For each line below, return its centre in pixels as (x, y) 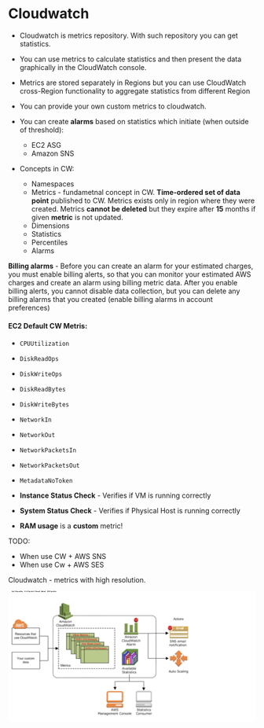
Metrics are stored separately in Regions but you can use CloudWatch (132, 83)
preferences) (29, 307)
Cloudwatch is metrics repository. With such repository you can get (128, 35)
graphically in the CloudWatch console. (83, 67)
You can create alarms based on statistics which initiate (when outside (134, 121)
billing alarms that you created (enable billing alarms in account (111, 299)
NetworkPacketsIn (48, 450)
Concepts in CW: (47, 168)
